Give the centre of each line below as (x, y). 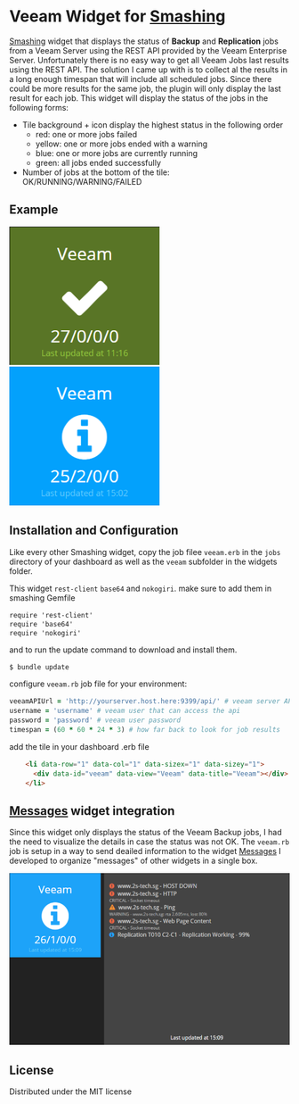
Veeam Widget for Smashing (117, 17)
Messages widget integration (92, 811)
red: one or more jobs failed (86, 134)
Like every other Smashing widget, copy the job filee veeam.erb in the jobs (145, 552)
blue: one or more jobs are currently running (117, 153)
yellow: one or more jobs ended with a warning (121, 144)
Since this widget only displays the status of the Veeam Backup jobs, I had (145, 833)
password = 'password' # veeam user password (95, 720)
